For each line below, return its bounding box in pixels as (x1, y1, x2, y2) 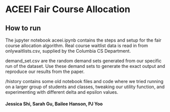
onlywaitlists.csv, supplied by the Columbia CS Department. (5, 48, 131, 54)
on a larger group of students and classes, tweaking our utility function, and (5, 84, 165, 90)
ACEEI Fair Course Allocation (5, 4, 131, 15)
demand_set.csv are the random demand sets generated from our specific (5, 58, 162, 64)
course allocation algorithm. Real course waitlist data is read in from (5, 43, 148, 49)
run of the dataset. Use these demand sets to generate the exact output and (5, 63, 165, 69)
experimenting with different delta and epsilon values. (5, 89, 118, 95)
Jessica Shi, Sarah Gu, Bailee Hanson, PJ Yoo (5, 100, 103, 107)
